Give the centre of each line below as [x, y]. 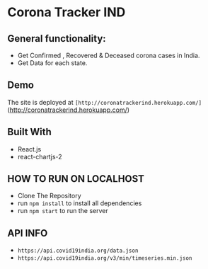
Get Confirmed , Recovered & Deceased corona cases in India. [109, 55]
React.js [29, 149]
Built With [29, 132]
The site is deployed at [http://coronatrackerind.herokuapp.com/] [105, 102]
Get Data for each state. [52, 63]
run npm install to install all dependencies [80, 203]
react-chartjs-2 [40, 156]
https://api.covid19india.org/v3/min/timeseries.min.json [105, 258]
